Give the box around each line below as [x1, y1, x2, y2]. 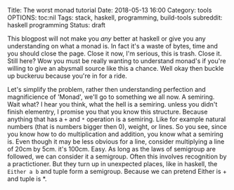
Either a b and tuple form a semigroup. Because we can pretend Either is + [7, 168, 227, 175]
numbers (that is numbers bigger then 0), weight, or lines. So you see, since [7, 123, 227, 130]
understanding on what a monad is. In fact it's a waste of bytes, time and [7, 42, 218, 50]
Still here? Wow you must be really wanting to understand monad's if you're [7, 57, 226, 65]
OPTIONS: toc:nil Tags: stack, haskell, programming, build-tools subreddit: [7, 13, 223, 22]
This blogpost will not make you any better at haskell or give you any [7, 34, 206, 43]
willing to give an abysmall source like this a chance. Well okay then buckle [7, 65, 224, 72]
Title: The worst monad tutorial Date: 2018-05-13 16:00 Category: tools [7, 6, 212, 14]
